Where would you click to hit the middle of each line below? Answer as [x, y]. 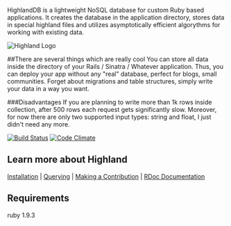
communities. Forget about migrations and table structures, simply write [110, 81]
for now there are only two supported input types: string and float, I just [109, 117]
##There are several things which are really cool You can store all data [108, 59]
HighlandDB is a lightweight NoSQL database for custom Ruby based [106, 10]
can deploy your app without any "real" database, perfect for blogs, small [112, 74]
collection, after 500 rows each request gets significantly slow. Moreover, [112, 110]
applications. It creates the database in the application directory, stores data [116, 17]
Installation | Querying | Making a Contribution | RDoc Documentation [106, 176]
